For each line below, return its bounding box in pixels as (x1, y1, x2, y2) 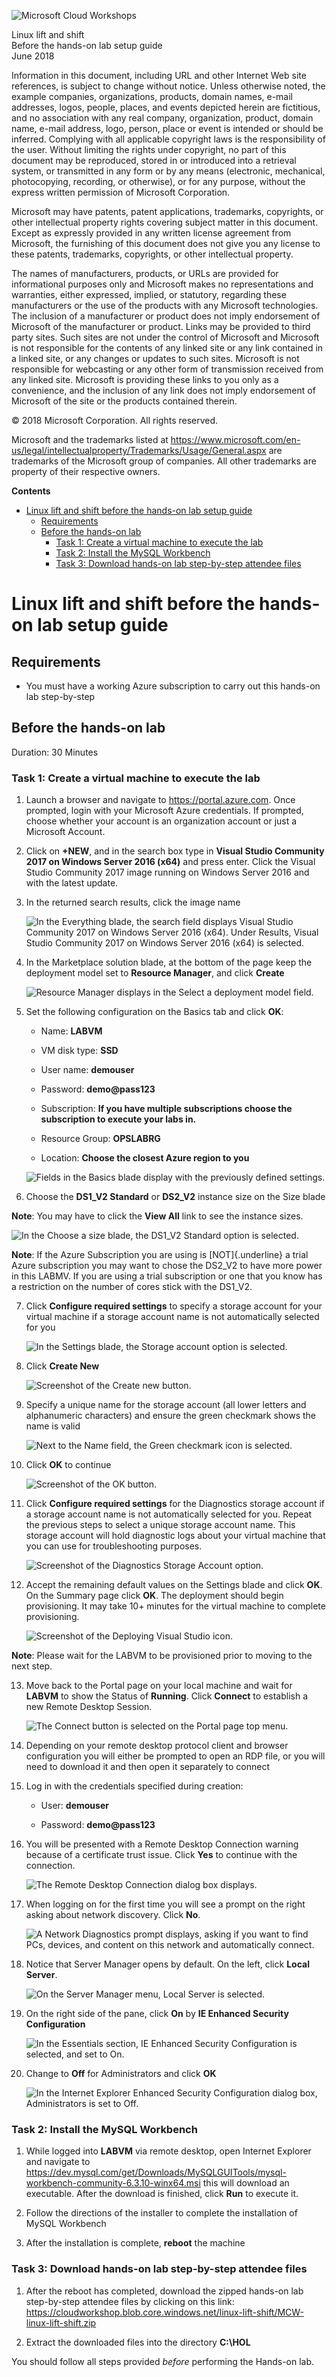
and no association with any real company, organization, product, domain (11, 112, 314, 124)
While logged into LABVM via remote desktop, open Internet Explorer (25, 2145, 312, 2157)
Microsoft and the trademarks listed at (11, 434, 169, 445)
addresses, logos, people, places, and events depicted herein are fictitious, (11, 101, 321, 113)
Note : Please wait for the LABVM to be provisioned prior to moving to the (11, 1650, 313, 1662)
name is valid (25, 1420, 81, 1432)
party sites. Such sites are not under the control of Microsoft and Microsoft (11, 331, 320, 343)
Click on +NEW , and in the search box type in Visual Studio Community (25, 845, 325, 857)
